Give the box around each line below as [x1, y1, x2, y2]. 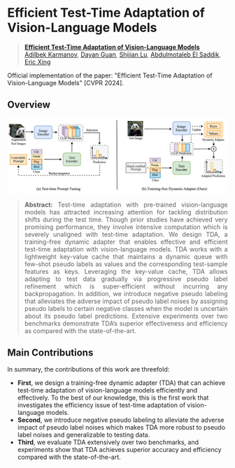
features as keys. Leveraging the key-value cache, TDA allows [24, 267, 228, 275]
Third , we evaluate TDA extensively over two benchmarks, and [17, 438, 199, 446]
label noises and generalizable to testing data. [17, 431, 150, 439]
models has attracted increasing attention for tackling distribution [24, 207, 228, 216]
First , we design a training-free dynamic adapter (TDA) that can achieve [17, 379, 226, 387]
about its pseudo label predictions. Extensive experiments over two [24, 312, 228, 320]
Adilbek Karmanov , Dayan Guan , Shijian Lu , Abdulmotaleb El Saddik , [24, 50, 222, 59]
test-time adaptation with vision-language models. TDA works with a [24, 244, 228, 253]
